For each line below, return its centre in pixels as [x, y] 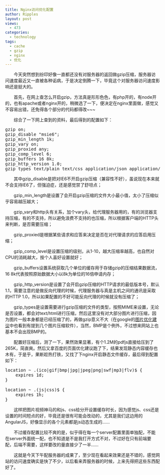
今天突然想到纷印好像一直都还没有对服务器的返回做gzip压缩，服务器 [83, 75]
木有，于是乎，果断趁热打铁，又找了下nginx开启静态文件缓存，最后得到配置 [82, 355]
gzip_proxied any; [27, 149]
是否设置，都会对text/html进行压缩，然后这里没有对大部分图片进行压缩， [79, 313]
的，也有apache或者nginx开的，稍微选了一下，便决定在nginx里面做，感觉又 [82, 103]
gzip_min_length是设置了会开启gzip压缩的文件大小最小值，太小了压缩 [84, 196]
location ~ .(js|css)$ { [35, 390]
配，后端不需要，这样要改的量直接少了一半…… [52, 445]
